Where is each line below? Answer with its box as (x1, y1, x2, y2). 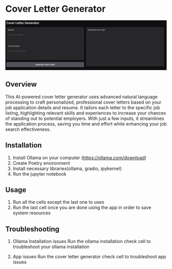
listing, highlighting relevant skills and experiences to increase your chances (5, 110, 166, 116)
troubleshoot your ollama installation (12, 243, 90, 250)
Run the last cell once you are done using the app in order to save (12, 205, 152, 211)
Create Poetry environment (12, 160, 70, 166)
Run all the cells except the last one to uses (12, 199, 104, 205)
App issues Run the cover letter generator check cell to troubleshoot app (12, 254, 166, 260)
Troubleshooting (5, 225, 60, 233)
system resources (12, 210, 51, 216)
